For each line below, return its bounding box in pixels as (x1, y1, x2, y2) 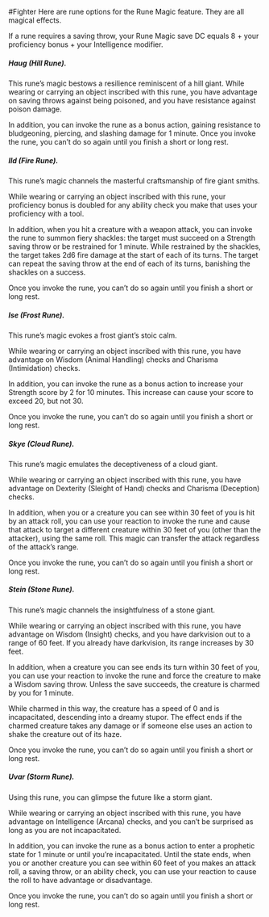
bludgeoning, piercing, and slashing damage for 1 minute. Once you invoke (8, 128, 256, 138)
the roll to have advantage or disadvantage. (8, 875, 153, 885)
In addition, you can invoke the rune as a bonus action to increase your (8, 379, 244, 389)
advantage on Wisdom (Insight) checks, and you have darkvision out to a (8, 629, 251, 639)
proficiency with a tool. (8, 208, 85, 218)
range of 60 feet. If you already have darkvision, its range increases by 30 (8, 637, 255, 647)
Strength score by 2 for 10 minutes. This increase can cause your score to (8, 387, 254, 397)
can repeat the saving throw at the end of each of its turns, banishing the (8, 259, 251, 268)
